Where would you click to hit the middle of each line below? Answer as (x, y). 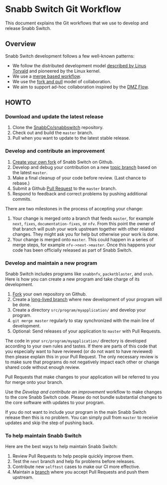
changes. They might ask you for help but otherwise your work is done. (85, 234)
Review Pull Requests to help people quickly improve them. (73, 456)
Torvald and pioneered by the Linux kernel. (56, 71)
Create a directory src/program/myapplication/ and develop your (79, 310)
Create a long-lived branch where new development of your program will (87, 300)
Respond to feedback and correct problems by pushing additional (80, 193)
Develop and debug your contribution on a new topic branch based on (84, 167)
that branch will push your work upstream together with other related (83, 229)
